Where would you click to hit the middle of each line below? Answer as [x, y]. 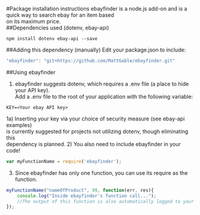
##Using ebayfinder [31, 72]
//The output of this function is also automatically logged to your [106, 201]
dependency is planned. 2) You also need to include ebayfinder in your [94, 144]
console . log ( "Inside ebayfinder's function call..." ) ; [87, 196]
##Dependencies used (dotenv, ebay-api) [58, 28]
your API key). [32, 90]
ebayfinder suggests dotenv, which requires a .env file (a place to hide [102, 84]
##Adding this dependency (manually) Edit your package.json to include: [96, 50]
